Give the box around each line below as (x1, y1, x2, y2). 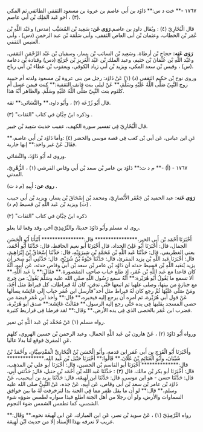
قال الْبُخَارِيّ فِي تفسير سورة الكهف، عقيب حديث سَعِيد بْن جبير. (7, 122, 148, 130)
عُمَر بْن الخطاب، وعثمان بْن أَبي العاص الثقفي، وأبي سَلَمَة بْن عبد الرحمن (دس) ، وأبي (7, 32, 198, 39)
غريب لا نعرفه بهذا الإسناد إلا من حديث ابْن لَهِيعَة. (7, 418, 114, 425)
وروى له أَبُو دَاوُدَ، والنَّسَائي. (7, 153, 66, 159)
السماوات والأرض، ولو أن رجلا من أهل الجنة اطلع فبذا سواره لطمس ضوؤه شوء (7, 393, 184, 400)
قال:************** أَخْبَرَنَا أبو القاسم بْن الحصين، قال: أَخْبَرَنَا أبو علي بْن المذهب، (7, 361, 188, 368)
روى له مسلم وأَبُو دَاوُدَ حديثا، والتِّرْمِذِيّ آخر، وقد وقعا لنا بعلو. (7, 224, 141, 231)
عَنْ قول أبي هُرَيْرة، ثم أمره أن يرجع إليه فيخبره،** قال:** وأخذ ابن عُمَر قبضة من (7, 294, 187, 301)
